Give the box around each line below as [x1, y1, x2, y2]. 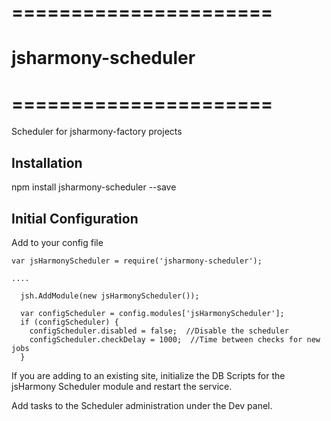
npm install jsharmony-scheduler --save [11, 181, 177, 193]
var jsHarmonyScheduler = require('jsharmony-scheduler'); [11, 256, 263, 266]
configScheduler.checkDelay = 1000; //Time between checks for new [29, 334, 321, 345]
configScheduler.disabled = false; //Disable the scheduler [29, 326, 289, 336]
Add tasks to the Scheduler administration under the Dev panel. [11, 399, 273, 411]
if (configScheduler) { [20, 317, 119, 327]
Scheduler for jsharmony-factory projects [11, 126, 183, 138]
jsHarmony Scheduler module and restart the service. [11, 380, 233, 392]
